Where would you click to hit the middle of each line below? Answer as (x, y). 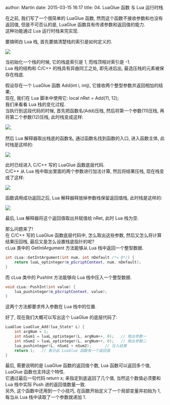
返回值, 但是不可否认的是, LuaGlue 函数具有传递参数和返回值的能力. (75, 25)
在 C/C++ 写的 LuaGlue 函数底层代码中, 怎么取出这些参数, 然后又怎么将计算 (83, 235)
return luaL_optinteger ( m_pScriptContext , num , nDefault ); (78, 262)
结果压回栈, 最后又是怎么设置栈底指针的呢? (50, 242)
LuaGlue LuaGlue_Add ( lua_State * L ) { (45, 327)
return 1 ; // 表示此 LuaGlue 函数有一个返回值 (62, 351)
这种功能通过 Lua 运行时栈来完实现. (42, 31)
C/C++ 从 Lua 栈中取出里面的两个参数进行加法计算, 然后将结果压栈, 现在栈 (82, 171)
